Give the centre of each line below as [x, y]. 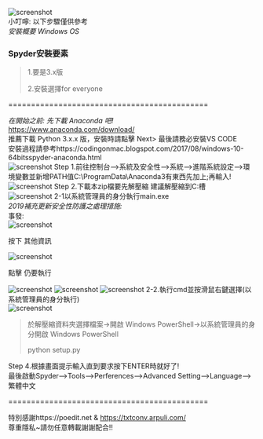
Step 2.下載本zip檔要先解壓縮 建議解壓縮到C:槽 [130, 187]
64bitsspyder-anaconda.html [55, 158]
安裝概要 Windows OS [44, 31]
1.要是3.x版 [45, 72]
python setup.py [54, 350]
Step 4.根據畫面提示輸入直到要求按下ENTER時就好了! [94, 366]
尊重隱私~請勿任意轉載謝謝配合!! [61, 427]
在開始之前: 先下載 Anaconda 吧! [61, 121]
